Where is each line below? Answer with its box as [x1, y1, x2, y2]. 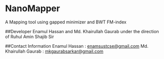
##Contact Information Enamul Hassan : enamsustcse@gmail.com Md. [5, 43, 149, 49]
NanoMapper [5, 3, 60, 14]
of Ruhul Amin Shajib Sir [5, 34, 54, 39]
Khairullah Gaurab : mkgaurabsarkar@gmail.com [5, 48, 103, 54]
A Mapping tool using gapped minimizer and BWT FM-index [5, 19, 127, 25]
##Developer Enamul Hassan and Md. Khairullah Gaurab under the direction [5, 28, 159, 34]
